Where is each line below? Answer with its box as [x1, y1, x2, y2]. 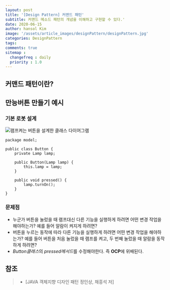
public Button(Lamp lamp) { [14, 160, 74, 165]
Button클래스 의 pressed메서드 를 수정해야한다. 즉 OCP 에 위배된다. [12, 248, 144, 254]
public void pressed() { [14, 178, 67, 183]
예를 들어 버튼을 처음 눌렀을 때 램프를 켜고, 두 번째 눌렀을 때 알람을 [24, 235, 156, 242]
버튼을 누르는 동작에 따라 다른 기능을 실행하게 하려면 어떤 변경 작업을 [12, 229, 148, 235]
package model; [5, 138, 38, 143]
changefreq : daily [10, 54, 51, 60]
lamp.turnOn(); [23, 182, 56, 187]
